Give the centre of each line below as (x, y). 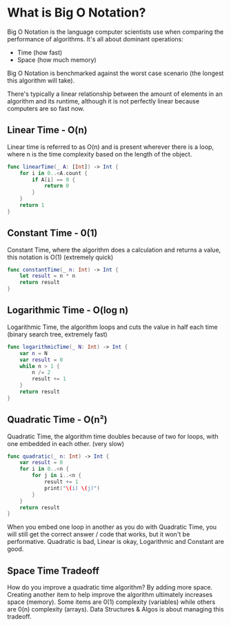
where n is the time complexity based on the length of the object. (100, 154)
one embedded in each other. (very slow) (66, 443)
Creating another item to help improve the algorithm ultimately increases (110, 595)
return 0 (57, 186)
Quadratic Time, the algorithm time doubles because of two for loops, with (113, 436)
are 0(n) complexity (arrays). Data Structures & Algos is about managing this (115, 609)
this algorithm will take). (41, 80)
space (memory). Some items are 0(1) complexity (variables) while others (111, 602)
